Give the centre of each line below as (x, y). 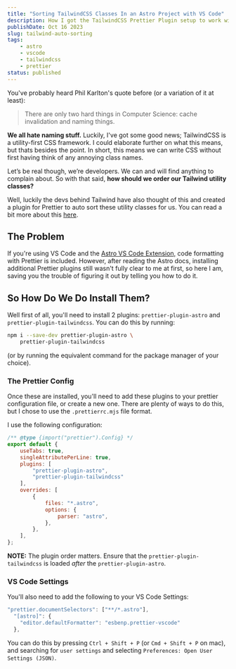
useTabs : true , (42, 451)
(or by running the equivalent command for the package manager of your (113, 355)
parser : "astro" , (83, 516)
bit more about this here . (43, 215)
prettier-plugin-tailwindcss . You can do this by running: (91, 323)
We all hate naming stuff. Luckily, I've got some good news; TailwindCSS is (117, 135)
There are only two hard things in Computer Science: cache (111, 114)
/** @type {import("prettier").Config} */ (70, 438)
